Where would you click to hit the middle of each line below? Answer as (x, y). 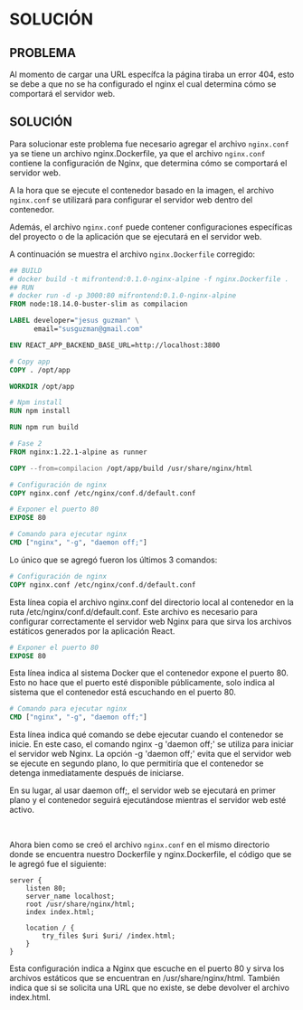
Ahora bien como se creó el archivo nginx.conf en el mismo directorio (139, 845)
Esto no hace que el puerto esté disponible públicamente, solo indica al (142, 683)
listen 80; (46, 889)
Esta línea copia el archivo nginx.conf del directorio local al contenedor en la (151, 602)
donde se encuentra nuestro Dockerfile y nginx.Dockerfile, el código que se (151, 854)
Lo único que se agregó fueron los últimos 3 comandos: (114, 560)
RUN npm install (40, 411)
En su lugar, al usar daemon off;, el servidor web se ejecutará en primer (142, 790)
